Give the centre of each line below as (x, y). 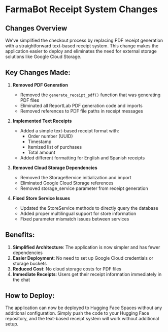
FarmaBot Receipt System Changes (81, 9)
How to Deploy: (30, 296)
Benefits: (20, 235)
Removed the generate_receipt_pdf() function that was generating (90, 95)
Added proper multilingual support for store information (78, 213)
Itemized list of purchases (55, 147)
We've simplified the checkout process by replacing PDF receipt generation (84, 40)
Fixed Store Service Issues (41, 198)
